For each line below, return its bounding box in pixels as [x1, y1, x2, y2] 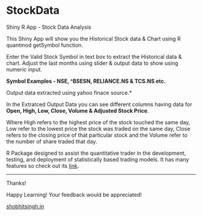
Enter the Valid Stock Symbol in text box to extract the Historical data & [6, 53, 182, 60]
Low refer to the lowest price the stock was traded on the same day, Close [6, 125, 191, 132]
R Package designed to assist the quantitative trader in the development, [6, 149, 186, 157]
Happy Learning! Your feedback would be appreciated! [6, 191, 142, 198]
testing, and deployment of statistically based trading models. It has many [6, 155, 189, 163]
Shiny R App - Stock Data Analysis [6, 23, 91, 31]
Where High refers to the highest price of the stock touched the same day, [6, 118, 191, 126]
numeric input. [6, 65, 42, 73]
